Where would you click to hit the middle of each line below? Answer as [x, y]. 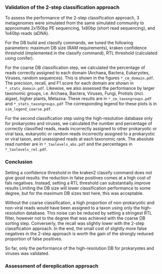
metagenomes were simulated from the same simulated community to [74, 23]
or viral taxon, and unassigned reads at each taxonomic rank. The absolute [79, 139]
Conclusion [19, 162]
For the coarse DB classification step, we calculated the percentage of [75, 68]
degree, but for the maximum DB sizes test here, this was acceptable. [74, 193]
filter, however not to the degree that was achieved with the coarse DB [75, 218]
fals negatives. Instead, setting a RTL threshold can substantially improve [78, 183]
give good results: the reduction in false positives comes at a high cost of [78, 178]
